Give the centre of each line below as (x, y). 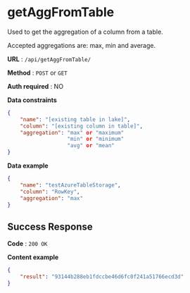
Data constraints (32, 100)
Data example (28, 166)
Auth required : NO (36, 86)
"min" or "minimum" (96, 139)
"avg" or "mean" (91, 146)
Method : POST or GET (38, 73)
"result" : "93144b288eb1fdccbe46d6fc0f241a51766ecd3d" (102, 277)
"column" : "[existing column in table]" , (81, 126)
